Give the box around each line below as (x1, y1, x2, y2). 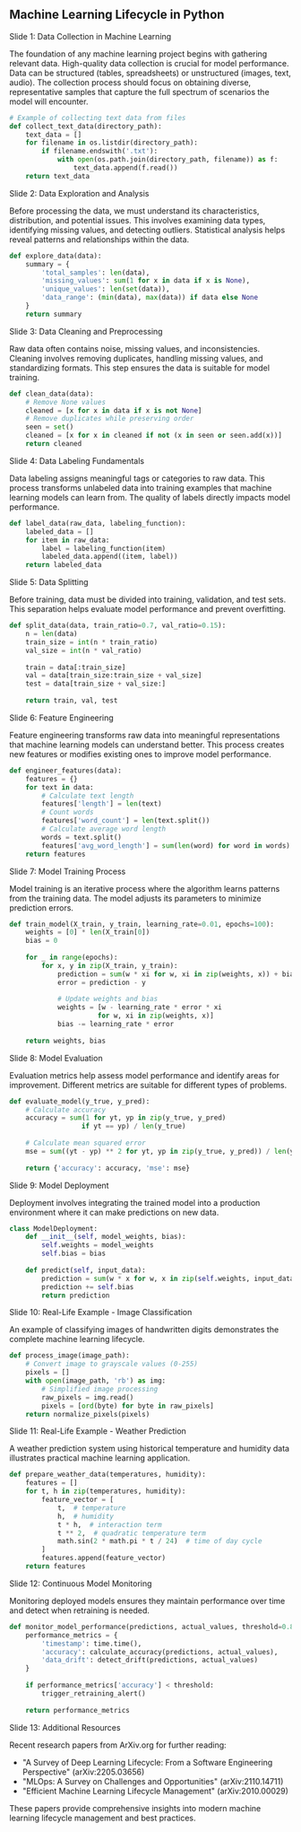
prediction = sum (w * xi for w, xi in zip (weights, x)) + (56, 969, 279, 979)
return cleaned (25, 440, 82, 449)
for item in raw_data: (25, 536, 110, 545)
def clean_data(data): (9, 389, 94, 398)
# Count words (41, 807, 94, 817)
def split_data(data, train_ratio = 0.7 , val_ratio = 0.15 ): (9, 621, 227, 631)
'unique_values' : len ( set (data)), (41, 284, 170, 294)
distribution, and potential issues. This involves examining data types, (9, 214, 266, 225)
